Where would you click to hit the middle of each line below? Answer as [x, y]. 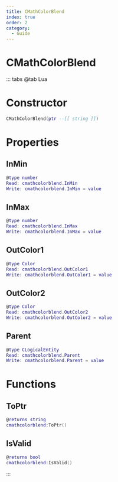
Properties [32, 143]
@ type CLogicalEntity [33, 350]
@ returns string [26, 420]
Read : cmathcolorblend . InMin [42, 183]
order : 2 [17, 22]
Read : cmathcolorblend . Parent [43, 355]
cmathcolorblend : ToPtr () [37, 425]
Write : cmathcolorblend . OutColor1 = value [59, 275]
